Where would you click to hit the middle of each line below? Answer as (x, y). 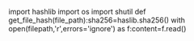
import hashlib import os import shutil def (77, 12)
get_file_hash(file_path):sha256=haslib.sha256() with (97, 20)
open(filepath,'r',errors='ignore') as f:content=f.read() (97, 29)
